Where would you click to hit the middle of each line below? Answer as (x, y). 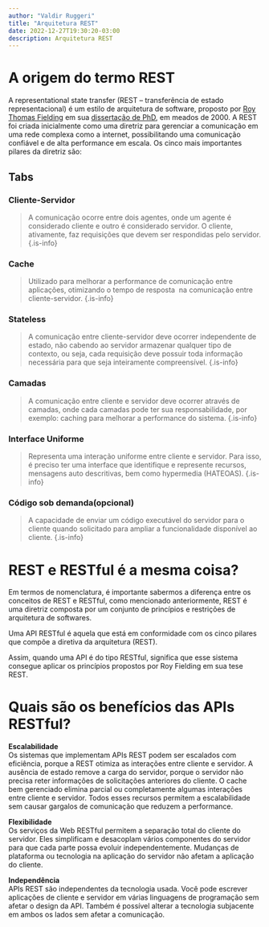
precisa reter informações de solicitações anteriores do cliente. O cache (128, 781)
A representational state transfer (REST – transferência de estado (116, 101)
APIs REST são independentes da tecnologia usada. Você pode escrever (128, 889)
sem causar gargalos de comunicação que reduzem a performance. (121, 806)
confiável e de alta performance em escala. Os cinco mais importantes (125, 143)
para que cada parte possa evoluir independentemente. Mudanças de (124, 848)
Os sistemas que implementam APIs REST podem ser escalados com (122, 755)
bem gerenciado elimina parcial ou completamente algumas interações (126, 789)
